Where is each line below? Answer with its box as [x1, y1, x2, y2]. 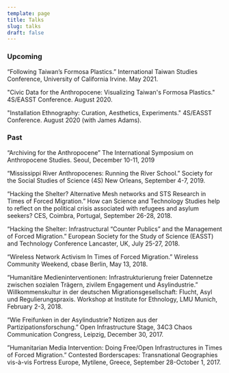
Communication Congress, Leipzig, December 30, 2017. [7, 330, 164, 338]
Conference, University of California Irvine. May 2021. [7, 75, 159, 83]
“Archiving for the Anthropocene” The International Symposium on [7, 148, 193, 156]
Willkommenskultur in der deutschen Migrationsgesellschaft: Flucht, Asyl [7, 287, 213, 296]
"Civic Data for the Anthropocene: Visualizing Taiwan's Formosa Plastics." [7, 88, 215, 96]
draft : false [7, 29, 44, 36]
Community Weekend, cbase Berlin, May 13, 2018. [7, 260, 148, 268]
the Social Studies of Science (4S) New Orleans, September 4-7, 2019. [7, 176, 206, 184]
